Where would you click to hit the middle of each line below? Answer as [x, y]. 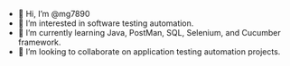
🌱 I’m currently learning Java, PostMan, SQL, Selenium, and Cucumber [150, 33]
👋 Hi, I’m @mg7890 [54, 14]
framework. [39, 42]
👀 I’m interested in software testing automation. [106, 23]
